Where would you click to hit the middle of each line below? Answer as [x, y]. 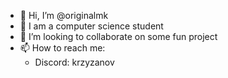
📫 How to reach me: [62, 48]
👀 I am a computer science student [91, 26]
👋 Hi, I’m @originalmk [64, 15]
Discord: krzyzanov [74, 62]
